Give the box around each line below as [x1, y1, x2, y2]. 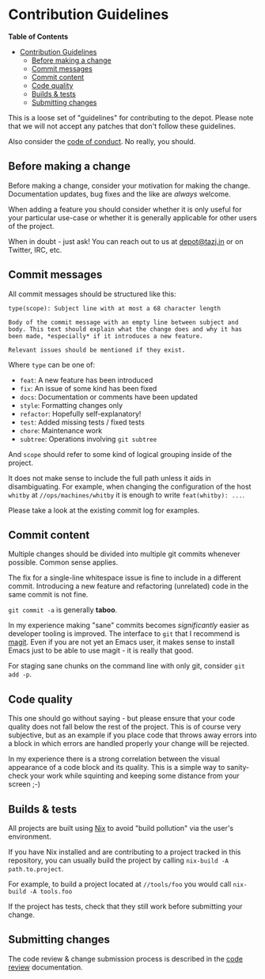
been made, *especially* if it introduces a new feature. [8, 332, 203, 340]
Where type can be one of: [8, 360, 96, 369]
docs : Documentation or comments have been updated [19, 392, 198, 402]
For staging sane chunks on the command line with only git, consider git [8, 661, 245, 671]
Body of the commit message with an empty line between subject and [8, 318, 239, 326]
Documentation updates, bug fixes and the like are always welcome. [8, 189, 231, 199]
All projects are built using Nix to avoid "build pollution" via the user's [8, 824, 234, 832]
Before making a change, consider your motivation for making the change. [8, 181, 251, 190]
